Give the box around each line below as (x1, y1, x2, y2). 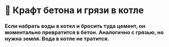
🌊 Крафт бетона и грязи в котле (5, 5, 144, 16)
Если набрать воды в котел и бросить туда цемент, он (5, 23, 146, 30)
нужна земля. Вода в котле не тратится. (5, 35, 109, 42)
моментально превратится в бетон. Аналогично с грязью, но (5, 29, 164, 36)
